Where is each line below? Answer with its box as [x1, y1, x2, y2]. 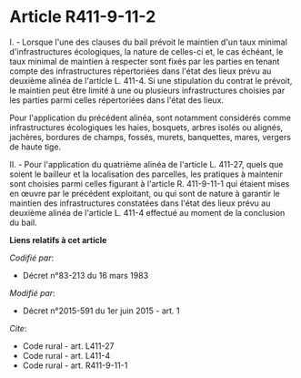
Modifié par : [9, 287, 56, 298]
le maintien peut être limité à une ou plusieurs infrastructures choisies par [9, 85, 286, 96]
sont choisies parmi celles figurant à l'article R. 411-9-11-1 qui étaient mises [9, 178, 290, 189]
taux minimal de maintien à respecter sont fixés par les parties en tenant [9, 56, 280, 66]
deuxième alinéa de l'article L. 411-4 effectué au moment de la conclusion [9, 207, 286, 218]
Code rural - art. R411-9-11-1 [22, 360, 128, 371]
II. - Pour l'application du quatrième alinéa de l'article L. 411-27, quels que [9, 158, 284, 169]
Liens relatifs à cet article [9, 234, 107, 245]
